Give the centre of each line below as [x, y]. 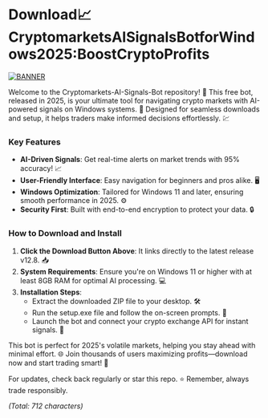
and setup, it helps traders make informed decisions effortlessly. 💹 [119, 118]
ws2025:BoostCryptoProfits [109, 54]
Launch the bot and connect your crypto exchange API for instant [140, 321]
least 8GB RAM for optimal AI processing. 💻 [93, 280]
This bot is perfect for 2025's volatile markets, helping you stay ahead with [132, 345]
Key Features [35, 142]
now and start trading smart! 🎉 [59, 363]
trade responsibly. [38, 390]
